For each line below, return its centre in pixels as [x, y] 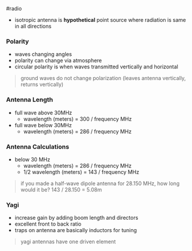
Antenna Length [30, 100]
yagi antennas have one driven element [68, 242]
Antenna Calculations [38, 147]
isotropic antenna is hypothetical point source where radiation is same [100, 20]
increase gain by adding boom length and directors [76, 218]
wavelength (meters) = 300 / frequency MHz [78, 119]
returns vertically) [42, 84]
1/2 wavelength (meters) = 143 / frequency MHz [81, 172]
